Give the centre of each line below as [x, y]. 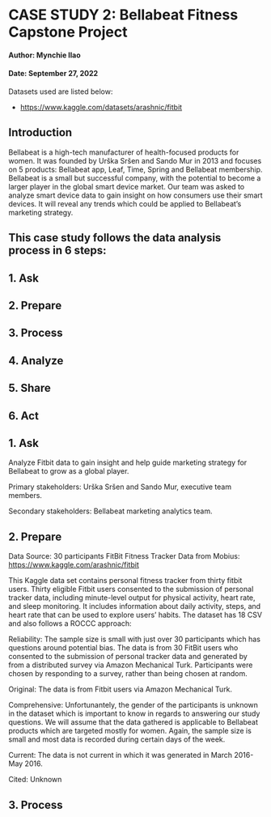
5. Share [30, 388]
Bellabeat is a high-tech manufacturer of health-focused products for [124, 152]
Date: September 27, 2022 [53, 74]
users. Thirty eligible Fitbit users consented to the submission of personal [131, 589]
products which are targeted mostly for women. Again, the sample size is [130, 731]
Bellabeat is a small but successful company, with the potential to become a [135, 178]
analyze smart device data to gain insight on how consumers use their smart [135, 195]
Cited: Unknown [35, 780]
